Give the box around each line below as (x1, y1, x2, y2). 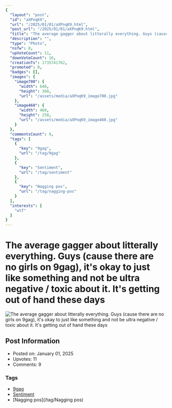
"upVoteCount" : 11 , (10, 50, 52, 55)
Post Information (5, 337, 60, 345)
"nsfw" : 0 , (10, 46, 33, 51)
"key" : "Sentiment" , (18, 165, 63, 170)
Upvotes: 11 (12, 356, 37, 362)
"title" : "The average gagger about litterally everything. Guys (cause (10, 31, 168, 36)
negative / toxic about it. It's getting (5, 283, 160, 295)
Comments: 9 (12, 361, 41, 367)
